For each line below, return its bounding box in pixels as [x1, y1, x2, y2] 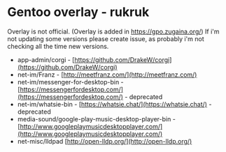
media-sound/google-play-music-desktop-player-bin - [17, 114, 176, 123]
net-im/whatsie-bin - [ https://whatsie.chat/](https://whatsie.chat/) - [17, 100, 212, 108]
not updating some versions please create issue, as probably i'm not [7, 34, 204, 43]
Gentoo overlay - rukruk [7, 4, 150, 20]
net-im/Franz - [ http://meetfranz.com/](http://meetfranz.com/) [17, 70, 197, 79]
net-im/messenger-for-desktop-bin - [17, 77, 124, 86]
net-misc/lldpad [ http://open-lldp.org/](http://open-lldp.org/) [17, 137, 192, 145]
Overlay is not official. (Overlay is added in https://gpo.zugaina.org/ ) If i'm [7, 27, 220, 36]
